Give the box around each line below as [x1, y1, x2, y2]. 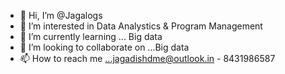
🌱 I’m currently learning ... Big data [19, 31, 163, 42]
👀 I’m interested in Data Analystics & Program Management [19, 20, 263, 32]
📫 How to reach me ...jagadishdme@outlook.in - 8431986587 [19, 53, 276, 64]
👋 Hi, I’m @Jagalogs [19, 10, 103, 21]
